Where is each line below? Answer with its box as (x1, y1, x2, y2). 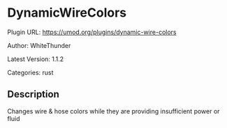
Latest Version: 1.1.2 (7, 54, 64, 63)
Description (7, 88, 59, 100)
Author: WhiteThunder (7, 41, 71, 49)
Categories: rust (7, 68, 54, 77)
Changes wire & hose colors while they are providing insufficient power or (7, 106, 220, 115)
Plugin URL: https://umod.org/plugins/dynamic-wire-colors (7, 28, 177, 36)
